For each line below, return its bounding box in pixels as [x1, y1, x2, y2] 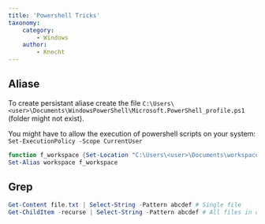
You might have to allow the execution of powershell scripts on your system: [8, 129, 256, 138]
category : [22, 26, 55, 34]
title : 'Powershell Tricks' [8, 11, 101, 20]
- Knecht [36, 48, 65, 56]
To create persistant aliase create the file [8, 98, 141, 107]
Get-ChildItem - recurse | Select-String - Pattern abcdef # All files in [8, 208, 252, 217]
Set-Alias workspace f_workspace [8, 159, 118, 166]
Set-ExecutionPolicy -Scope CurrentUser [8, 137, 144, 145]
